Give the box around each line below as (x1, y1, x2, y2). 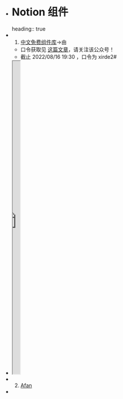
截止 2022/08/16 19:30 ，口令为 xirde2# (20, 53, 117, 60)
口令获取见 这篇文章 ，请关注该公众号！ (20, 45, 115, 53)
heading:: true (11, 25, 46, 32)
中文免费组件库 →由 (20, 38, 67, 45)
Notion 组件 (11, 5, 69, 19)
